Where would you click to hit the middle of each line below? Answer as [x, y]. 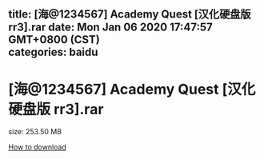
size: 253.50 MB [35, 132]
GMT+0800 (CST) [54, 40]
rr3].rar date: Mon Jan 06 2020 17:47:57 [111, 28]
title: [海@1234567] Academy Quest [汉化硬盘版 [130, 14]
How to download [37, 147]
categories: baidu [53, 52]
